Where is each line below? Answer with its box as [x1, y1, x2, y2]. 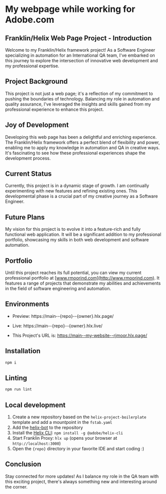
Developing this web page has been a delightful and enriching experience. [5, 134, 157, 140]
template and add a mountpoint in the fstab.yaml [12, 419, 112, 425]
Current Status [5, 170, 52, 178]
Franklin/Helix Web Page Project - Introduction [5, 34, 152, 42]
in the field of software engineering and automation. [5, 286, 111, 292]
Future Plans [5, 213, 45, 221]
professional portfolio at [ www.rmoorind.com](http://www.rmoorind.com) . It [5, 275, 160, 281]
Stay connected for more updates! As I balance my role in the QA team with [5, 473, 159, 479]
